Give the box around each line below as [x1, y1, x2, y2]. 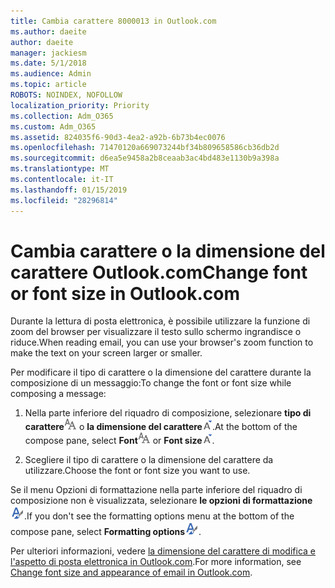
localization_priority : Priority [10, 100, 150, 110]
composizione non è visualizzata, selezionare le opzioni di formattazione [10, 495, 313, 507]
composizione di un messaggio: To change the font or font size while [10, 377, 292, 389]
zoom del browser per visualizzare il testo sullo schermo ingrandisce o [10, 326, 302, 338]
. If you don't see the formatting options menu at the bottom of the [24, 510, 295, 522]
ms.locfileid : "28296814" [10, 195, 118, 205]
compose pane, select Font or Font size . [24, 435, 215, 447]
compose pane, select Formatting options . [10, 526, 202, 538]
